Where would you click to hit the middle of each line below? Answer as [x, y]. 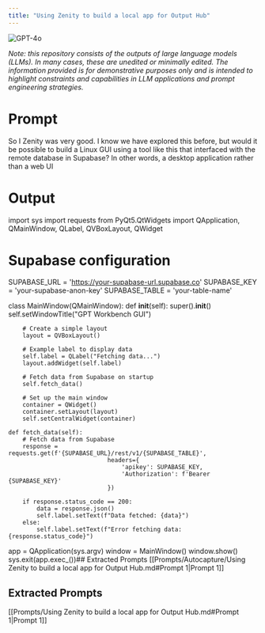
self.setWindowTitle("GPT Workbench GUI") [80, 314]
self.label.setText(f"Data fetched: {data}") [113, 516]
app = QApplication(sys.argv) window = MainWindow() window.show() [123, 552]
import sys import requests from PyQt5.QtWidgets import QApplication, [124, 220]
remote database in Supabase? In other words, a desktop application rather [131, 157]
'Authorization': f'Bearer [166, 474]
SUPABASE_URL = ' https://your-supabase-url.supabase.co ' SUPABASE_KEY [132, 282]
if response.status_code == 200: [78, 502]
